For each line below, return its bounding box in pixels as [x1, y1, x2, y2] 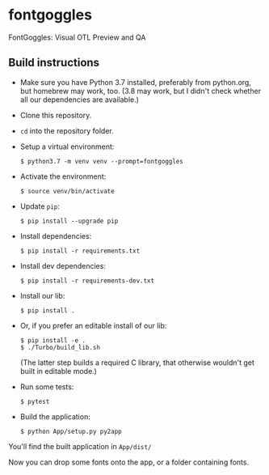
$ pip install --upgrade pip [19, 217, 119, 225]
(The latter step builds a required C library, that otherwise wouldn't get [19, 358, 254, 367]
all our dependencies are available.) [19, 95, 140, 104]
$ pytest [19, 397, 50, 405]
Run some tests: [19, 382, 74, 392]
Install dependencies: [19, 231, 92, 240]
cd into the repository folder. [19, 125, 115, 135]
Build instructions [8, 56, 99, 70]
